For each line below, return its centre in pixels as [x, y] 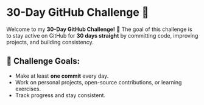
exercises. [28, 89]
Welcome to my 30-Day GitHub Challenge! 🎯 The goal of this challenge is [100, 29]
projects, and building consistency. [50, 42]
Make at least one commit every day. [62, 76]
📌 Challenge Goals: [43, 61]
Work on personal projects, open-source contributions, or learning [98, 82]
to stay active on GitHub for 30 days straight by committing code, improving [102, 35]
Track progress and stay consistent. [60, 95]
